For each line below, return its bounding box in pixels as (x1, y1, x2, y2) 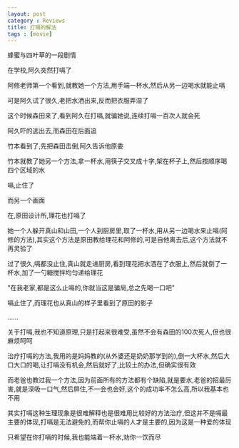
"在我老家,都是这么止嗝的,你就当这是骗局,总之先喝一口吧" (7, 283, 176, 292)
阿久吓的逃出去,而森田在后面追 (7, 126, 98, 136)
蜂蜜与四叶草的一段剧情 (7, 51, 76, 59)
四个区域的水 (7, 166, 45, 175)
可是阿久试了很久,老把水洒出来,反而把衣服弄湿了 (7, 96, 149, 105)
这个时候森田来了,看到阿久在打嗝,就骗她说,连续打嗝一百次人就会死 (7, 111, 201, 120)
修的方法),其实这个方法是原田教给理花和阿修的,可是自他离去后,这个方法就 (7, 235, 222, 244)
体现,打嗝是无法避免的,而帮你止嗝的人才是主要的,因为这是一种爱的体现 (26, 418, 232, 427)
